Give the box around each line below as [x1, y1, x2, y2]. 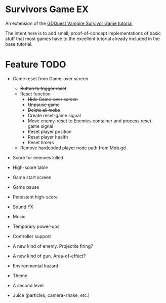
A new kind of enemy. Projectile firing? [12, 243, 93, 249]
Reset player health [27, 133, 68, 140]
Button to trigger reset [20, 85, 67, 91]
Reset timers [27, 139, 54, 145]
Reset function [20, 90, 51, 97]
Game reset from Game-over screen [12, 75, 89, 82]
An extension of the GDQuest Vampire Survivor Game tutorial [5, 20, 133, 26]
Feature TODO [5, 59, 66, 71]
